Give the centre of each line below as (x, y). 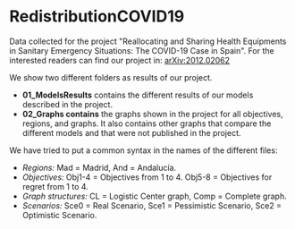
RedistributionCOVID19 (97, 17)
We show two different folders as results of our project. (111, 77)
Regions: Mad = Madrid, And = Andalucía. (99, 167)
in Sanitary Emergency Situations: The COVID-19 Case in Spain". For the (142, 50)
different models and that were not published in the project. (131, 132)
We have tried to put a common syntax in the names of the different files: (143, 150)
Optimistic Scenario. (59, 215)
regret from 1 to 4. (55, 186)
